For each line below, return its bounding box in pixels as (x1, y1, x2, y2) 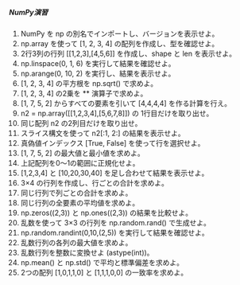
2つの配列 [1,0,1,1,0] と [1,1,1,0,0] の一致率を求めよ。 (20, 267, 188, 277)
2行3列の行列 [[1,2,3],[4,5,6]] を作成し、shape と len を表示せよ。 (20, 49, 237, 58)
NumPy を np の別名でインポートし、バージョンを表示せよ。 (20, 29, 219, 38)
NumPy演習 (9, 7, 48, 17)
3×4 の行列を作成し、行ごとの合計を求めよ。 (20, 178, 169, 187)
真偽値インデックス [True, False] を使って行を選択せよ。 (20, 138, 205, 147)
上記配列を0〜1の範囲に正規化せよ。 (20, 158, 140, 167)
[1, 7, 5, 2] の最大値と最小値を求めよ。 (20, 148, 145, 158)
